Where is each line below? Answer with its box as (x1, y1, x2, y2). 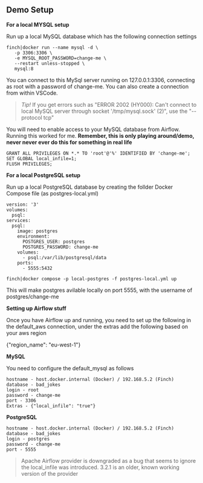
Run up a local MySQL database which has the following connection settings (6, 33, 197, 40)
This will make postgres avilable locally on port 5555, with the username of (6, 286, 193, 294)
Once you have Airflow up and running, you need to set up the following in (6, 316, 192, 323)
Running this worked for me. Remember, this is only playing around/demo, (6, 132, 195, 139)
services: (6, 217, 31, 223)
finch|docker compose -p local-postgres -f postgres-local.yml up (6, 275, 177, 282)
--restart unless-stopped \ (14, 60, 85, 66)
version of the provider (21, 470, 79, 477)
